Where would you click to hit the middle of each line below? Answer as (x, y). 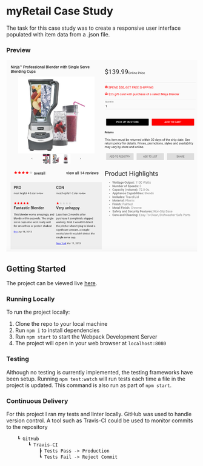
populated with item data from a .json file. (58, 34)
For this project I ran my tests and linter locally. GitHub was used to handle (99, 414)
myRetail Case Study (60, 11)
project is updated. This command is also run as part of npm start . (89, 385)
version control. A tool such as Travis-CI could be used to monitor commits (100, 420)
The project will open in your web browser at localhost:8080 (91, 343)
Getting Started (36, 268)
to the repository (27, 427)
